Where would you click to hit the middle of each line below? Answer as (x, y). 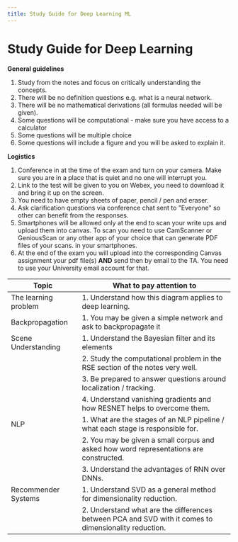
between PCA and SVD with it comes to (147, 519)
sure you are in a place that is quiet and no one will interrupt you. (112, 177)
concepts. (32, 90)
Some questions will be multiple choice (75, 135)
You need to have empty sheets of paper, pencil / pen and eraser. (113, 200)
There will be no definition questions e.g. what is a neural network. (115, 97)
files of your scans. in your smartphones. (78, 245)
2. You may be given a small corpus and (148, 440)
